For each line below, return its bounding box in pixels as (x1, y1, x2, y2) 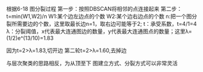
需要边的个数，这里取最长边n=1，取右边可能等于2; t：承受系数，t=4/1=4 (16, 20, 197, 27)
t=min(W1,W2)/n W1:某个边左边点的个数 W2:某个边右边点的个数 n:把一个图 (6, 13, 192, 20)
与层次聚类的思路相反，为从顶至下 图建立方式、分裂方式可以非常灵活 (6, 59, 178, 67)
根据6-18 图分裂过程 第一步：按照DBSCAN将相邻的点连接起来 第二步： (6, 5, 182, 12)
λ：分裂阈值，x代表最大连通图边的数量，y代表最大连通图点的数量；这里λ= (6, 28, 193, 35)
